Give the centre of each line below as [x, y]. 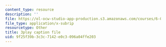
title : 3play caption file [33, 32]
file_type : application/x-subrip [40, 23]
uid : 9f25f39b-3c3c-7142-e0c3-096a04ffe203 [51, 37]
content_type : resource [30, 10]
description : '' [22, 14]
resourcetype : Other [26, 28]
